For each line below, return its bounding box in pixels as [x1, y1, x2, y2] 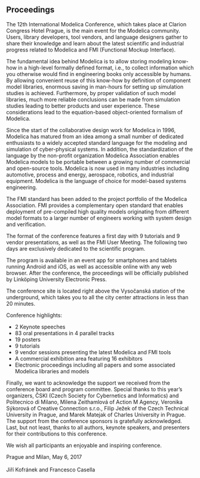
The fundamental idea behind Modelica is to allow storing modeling [6, 57, 172, 65]
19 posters [14, 336, 41, 343]
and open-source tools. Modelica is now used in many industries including [6, 165, 189, 172]
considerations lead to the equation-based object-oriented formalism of [6, 108, 183, 115]
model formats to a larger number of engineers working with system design [6, 214, 192, 221]
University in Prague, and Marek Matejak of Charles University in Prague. [6, 411, 186, 418]
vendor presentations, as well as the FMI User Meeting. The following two [6, 239, 187, 246]
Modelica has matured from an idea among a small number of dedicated [6, 133, 184, 140]
